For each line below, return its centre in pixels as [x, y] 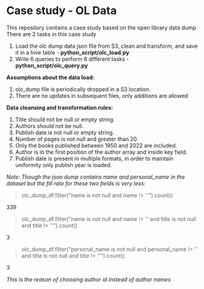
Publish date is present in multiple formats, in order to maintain [94, 158]
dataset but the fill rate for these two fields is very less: [76, 183]
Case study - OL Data [62, 11]
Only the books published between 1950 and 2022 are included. [96, 145]
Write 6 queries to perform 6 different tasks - [72, 59]
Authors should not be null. [49, 126]
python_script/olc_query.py [51, 66]
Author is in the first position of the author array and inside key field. [101, 152]
